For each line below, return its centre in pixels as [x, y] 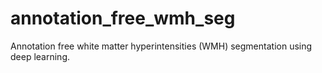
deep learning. [40, 56]
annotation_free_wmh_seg [123, 18]
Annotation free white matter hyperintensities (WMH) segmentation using [161, 46]
